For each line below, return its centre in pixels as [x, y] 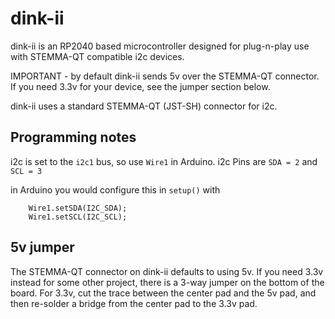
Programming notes [73, 137]
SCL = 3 [26, 171]
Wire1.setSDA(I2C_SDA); [78, 208]
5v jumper [42, 247]
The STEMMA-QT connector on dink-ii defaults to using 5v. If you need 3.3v [167, 271]
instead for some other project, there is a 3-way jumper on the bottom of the [167, 282]
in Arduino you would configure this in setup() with [115, 189]
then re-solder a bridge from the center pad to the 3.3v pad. [134, 303]
